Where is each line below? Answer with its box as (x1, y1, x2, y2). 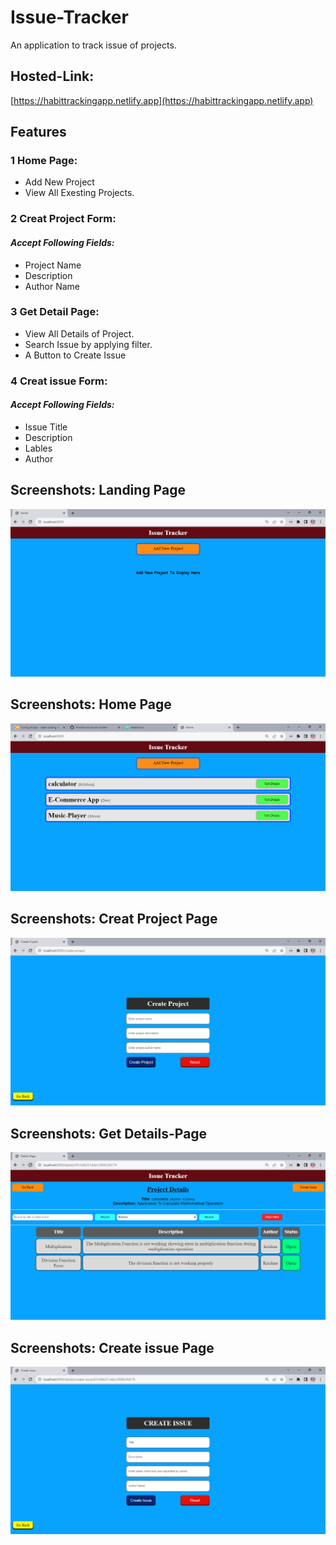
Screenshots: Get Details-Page (10, 1125, 208, 1142)
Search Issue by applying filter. (24, 338, 153, 350)
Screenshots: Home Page (10, 696, 172, 713)
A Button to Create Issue (24, 349, 127, 361)
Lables (24, 442, 53, 454)
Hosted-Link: (10, 68, 95, 85)
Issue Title (24, 421, 68, 433)
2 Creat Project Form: (10, 212, 117, 226)
